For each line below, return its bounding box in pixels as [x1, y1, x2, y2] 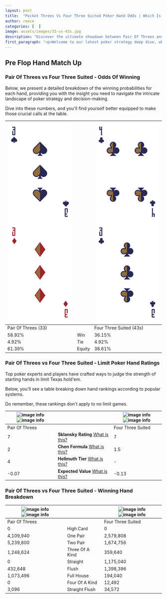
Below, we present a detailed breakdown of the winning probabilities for [5, 85, 152, 91]
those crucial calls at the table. [5, 110, 68, 117]
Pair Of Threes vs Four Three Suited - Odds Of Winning [5, 74, 140, 81]
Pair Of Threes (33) [7, 325, 47, 331]
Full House [67, 573, 89, 579]
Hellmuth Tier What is [58, 456, 103, 462]
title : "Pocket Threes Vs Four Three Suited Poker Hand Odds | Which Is [5, 13, 162, 18]
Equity [77, 346, 90, 352]
